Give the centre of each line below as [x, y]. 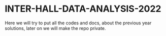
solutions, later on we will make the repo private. [55, 28]
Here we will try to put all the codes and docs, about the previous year [78, 23]
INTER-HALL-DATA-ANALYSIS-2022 [83, 9]
